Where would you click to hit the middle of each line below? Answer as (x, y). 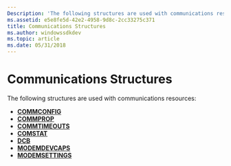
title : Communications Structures (57, 26)
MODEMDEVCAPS (44, 147)
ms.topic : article (33, 39)
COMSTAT (32, 133)
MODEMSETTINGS (44, 155)
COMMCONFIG (39, 111)
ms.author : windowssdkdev (44, 33)
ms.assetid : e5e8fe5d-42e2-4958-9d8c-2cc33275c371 (81, 20)
